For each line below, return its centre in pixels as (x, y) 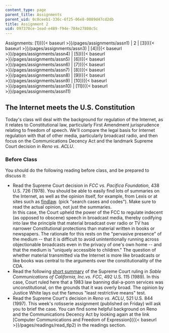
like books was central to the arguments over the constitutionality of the (87, 261)
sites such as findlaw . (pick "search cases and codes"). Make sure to (84, 202)
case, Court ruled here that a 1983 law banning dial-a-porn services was (88, 282)
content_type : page (26, 10)
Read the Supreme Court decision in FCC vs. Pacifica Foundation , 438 (86, 185)
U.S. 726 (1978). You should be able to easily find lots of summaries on (86, 191)
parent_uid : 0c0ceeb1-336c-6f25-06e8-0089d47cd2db (60, 19)
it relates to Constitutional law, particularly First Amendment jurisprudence (82, 125)
